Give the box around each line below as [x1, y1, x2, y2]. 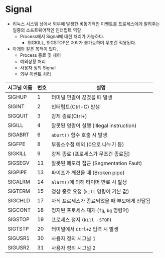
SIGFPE [8, 141, 26, 148]
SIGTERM [8, 187, 30, 194]
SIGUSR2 [8, 244, 30, 251]
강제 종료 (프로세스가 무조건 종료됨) [51, 150, 130, 157]
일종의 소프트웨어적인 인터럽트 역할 [12, 27, 81, 33]
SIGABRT [8, 131, 30, 138]
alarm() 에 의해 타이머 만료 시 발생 [51, 178, 127, 185]
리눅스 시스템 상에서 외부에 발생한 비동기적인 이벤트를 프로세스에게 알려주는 [12, 21, 160, 27]
